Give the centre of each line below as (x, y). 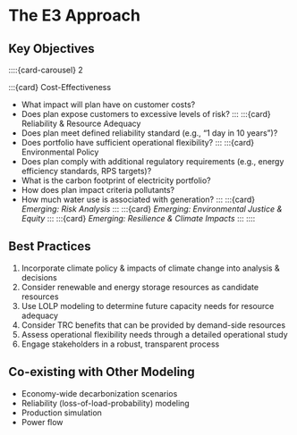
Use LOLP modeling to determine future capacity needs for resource (148, 305)
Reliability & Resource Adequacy (81, 123)
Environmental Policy (60, 152)
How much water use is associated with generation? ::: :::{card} (138, 199)
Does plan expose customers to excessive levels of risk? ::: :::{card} (146, 114)
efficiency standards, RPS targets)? (86, 171)
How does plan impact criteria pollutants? (98, 190)
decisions (39, 277)
